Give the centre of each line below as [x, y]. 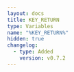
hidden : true [26, 39]
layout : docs [26, 13]
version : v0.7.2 [43, 58]
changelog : [23, 45]
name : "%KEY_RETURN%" [38, 33]
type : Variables [30, 26]
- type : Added [33, 52]
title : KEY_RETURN [33, 20]
